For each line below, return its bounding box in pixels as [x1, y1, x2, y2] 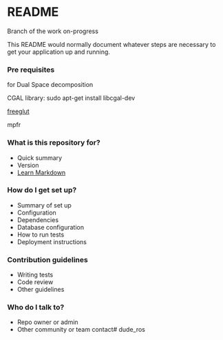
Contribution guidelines [7, 254, 88, 264]
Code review [17, 278, 54, 286]
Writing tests [17, 270, 54, 279]
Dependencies [17, 215, 59, 224]
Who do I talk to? [7, 303, 65, 312]
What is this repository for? [7, 138, 101, 148]
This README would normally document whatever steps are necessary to [7, 40, 216, 48]
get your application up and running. [7, 48, 110, 56]
